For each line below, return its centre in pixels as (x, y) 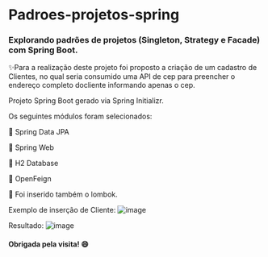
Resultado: (26, 226)
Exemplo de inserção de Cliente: (62, 210)
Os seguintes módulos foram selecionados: (80, 116)
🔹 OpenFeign (30, 179)
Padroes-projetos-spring (94, 15)
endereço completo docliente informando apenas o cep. (102, 85)
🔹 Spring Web (31, 147)
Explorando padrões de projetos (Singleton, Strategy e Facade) (134, 40)
